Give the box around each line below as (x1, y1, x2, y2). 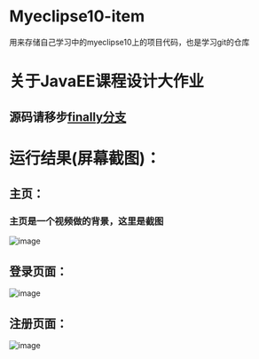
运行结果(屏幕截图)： (9, 148, 161, 168)
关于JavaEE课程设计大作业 (9, 71, 204, 92)
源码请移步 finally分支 (9, 109, 127, 124)
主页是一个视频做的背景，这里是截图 (9, 215, 164, 227)
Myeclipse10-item (9, 6, 145, 27)
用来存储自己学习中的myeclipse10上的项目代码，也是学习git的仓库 (9, 36, 250, 47)
